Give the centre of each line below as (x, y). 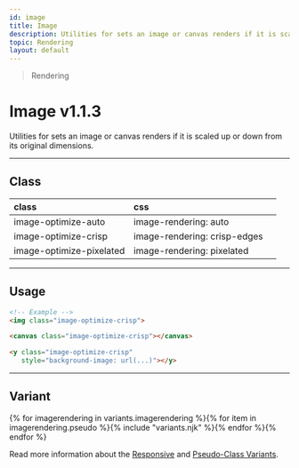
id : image (28, 17)
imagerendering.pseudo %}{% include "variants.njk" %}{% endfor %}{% (143, 427)
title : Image (33, 26)
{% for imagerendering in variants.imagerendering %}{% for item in (133, 417)
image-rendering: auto (181, 221)
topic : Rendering (41, 42)
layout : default (39, 51)
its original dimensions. (52, 146)
